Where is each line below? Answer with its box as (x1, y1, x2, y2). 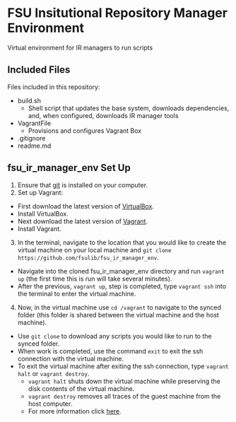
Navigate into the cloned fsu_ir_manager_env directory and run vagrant (17, 266, 225, 275)
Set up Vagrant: (17, 188, 64, 197)
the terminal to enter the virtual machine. (17, 289, 136, 298)
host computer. (28, 399, 73, 408)
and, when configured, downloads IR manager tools (28, 111, 179, 119)
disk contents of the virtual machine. (28, 384, 135, 393)
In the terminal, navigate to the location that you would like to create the (17, 238, 227, 247)
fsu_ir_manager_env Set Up (7, 162, 131, 174)
